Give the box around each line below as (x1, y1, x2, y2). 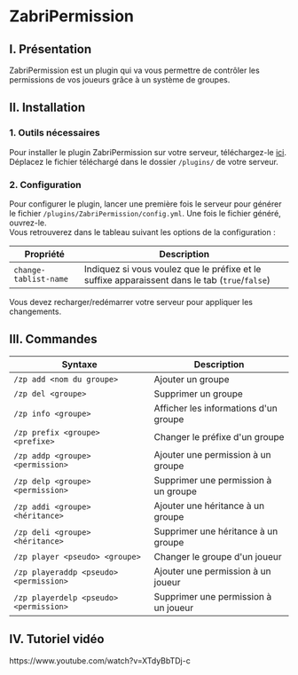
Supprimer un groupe (153, 388, 244, 400)
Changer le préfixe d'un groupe (153, 430, 285, 443)
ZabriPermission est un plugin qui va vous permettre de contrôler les (9, 65, 260, 75)
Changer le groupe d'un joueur (153, 550, 282, 562)
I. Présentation (9, 42, 92, 57)
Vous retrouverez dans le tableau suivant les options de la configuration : (9, 226, 277, 237)
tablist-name (13, 273, 69, 284)
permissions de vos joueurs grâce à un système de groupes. (9, 75, 231, 85)
